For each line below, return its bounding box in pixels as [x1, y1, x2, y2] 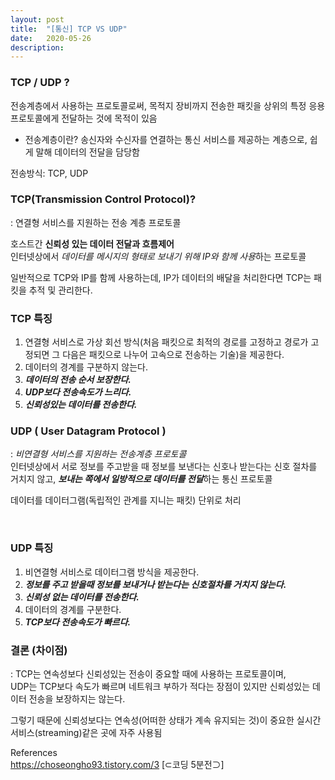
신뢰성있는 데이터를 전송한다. [24, 399, 138, 411]
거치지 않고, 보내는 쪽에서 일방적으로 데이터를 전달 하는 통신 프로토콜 [10, 473, 273, 485]
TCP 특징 [10, 311, 53, 325]
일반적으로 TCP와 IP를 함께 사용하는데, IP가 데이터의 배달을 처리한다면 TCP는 [10, 271, 312, 283]
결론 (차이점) [10, 643, 68, 657]
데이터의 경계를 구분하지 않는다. [24, 361, 148, 373]
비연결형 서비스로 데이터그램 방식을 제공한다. [24, 566, 200, 578]
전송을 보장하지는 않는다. [28, 693, 126, 705]
